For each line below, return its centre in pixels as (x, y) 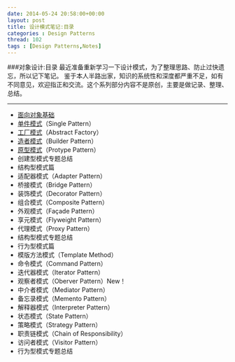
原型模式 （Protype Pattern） (58, 150)
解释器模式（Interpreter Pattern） (65, 307)
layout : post (26, 20)
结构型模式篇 (36, 167)
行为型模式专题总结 (45, 351)
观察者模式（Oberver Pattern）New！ (72, 281)
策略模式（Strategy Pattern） (59, 325)
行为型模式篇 (36, 246)
